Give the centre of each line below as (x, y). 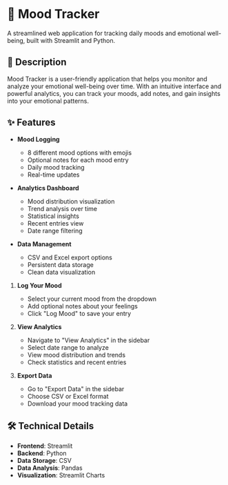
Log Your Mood (39, 285)
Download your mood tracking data (77, 404)
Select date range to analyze (68, 347)
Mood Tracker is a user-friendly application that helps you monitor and (107, 79)
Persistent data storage (61, 264)
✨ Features (31, 122)
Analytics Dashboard (48, 188)
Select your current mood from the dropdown (92, 299)
